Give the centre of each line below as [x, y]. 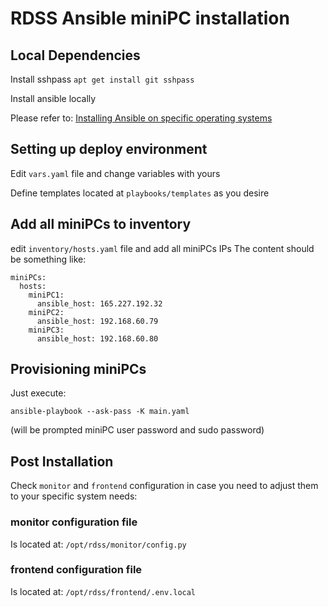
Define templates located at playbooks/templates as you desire [140, 193]
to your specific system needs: [74, 496]
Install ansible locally [53, 98]
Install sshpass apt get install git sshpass [102, 79]
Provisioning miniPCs [78, 369]
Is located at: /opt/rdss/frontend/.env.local [103, 591]
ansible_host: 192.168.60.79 [97, 321]
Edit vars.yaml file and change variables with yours [115, 173]
